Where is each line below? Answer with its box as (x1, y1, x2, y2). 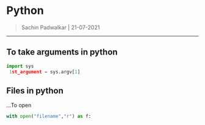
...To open (6, 101, 32, 109)
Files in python (6, 86, 64, 96)
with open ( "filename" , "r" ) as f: (6, 113, 92, 120)
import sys (6, 63, 34, 69)
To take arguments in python (6, 47, 118, 58)
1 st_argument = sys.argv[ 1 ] (9, 69, 81, 75)
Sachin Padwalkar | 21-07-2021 (21, 24, 100, 31)
